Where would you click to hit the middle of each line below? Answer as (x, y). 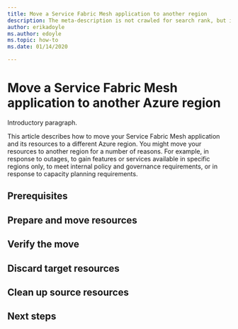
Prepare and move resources (73, 220)
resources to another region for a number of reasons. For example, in (108, 151)
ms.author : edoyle (34, 34)
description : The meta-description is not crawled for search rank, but (117, 21)
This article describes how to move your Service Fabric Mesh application (114, 136)
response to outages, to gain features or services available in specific (109, 158)
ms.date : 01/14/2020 (38, 47)
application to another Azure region (114, 103)
